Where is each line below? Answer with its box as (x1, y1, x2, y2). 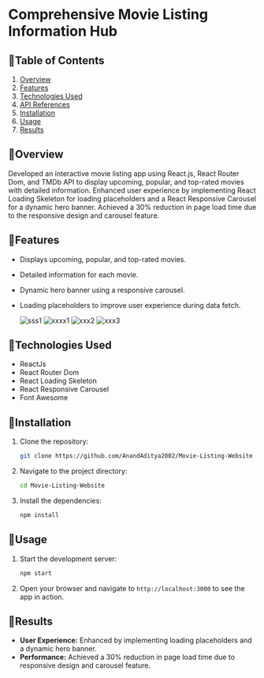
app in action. (19, 592, 65, 601)
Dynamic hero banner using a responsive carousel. (19, 285, 185, 294)
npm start (19, 569, 53, 577)
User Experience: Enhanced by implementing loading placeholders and (19, 635, 252, 645)
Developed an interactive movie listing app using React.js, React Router (8, 168, 240, 178)
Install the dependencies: (19, 496, 102, 505)
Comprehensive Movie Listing (8, 6, 209, 24)
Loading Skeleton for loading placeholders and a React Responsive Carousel (8, 193, 257, 203)
